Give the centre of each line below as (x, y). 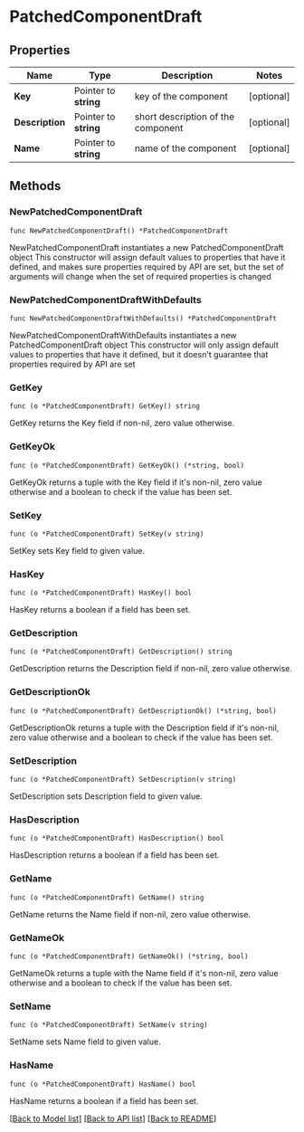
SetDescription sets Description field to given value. (106, 796)
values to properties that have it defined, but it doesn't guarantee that (139, 354)
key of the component (181, 96)
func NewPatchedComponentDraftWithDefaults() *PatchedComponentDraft (143, 319)
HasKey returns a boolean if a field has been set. (100, 610)
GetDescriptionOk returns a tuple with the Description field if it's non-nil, (144, 728)
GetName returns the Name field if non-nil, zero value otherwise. (130, 914)
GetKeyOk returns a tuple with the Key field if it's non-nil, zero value (136, 482)
